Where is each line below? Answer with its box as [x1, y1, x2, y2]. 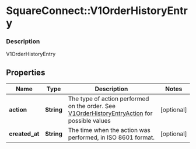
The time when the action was [68, 126, 150, 134]
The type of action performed [68, 95, 149, 103]
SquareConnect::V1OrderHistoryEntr [6, 4, 188, 18]
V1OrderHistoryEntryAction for [68, 109, 153, 117]
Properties [6, 67, 45, 77]
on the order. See [68, 102, 116, 110]
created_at [9, 130, 40, 138]
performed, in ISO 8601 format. [68, 133, 155, 141]
